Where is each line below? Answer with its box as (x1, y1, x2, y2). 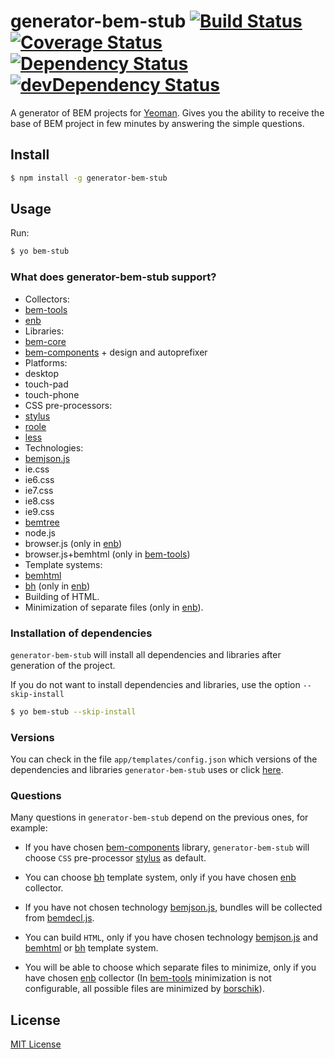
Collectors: (24, 293, 70, 305)
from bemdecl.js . (24, 912, 95, 924)
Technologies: (24, 441, 84, 454)
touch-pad (24, 378, 69, 390)
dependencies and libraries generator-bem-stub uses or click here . (10, 764, 284, 776)
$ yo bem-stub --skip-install (10, 706, 137, 717)
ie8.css (24, 495, 55, 507)
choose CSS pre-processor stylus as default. (24, 852, 207, 864)
